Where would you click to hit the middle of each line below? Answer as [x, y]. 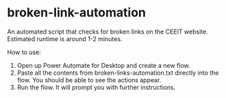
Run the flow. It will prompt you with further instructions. [96, 87]
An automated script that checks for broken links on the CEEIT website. [108, 32]
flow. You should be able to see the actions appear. [89, 79]
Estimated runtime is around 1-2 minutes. [65, 38]
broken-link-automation [76, 13]
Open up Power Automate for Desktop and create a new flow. [103, 65]
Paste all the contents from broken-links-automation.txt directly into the [118, 73]
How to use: [24, 52]
